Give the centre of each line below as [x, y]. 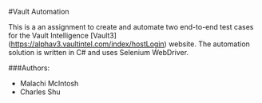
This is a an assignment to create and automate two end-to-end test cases [131, 27]
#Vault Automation [39, 12]
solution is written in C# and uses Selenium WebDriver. [99, 52]
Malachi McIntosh [49, 83]
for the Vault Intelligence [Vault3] [63, 36]
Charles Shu [40, 92]
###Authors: [29, 68]
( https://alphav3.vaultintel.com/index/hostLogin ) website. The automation [129, 44]
